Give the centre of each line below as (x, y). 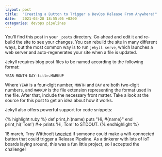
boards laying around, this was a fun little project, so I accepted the (72, 144)
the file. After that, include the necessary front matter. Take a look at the (77, 95)
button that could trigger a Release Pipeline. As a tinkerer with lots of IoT (77, 139)
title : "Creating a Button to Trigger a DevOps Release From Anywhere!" (81, 14)
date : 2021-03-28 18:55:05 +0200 (41, 18)
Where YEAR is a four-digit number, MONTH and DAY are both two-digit (72, 85)
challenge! (16, 149)
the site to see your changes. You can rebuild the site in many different (87, 42)
